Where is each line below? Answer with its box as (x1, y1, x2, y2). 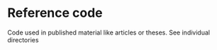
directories (7, 35, 39, 44)
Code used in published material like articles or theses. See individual (7, 28, 211, 37)
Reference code (7, 5, 103, 21)
